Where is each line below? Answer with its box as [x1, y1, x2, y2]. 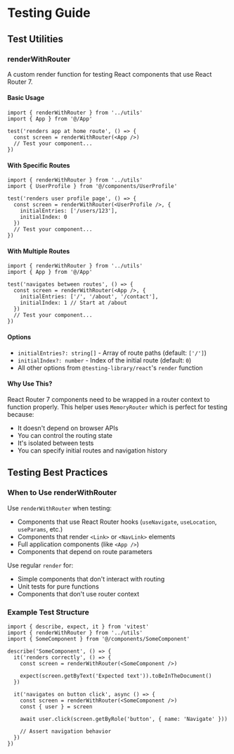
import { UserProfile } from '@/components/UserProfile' [7, 183, 178, 190]
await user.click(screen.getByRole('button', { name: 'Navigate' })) [20, 715, 228, 722]
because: [7, 410, 34, 418]
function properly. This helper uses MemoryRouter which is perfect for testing [7, 403, 228, 411]
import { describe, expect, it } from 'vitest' [7, 623, 150, 630]
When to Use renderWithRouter [7, 488, 117, 498]
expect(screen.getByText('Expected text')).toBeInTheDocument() [20, 672, 212, 679]
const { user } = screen [20, 703, 93, 710]
